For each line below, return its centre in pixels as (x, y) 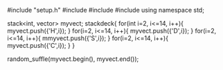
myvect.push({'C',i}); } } (41, 45)
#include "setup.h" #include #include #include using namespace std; (106, 10)
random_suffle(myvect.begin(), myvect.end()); (73, 59)
